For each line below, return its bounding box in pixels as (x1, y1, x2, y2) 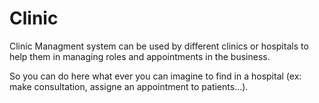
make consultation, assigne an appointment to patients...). (9, 80, 249, 92)
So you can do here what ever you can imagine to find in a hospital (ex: (9, 70, 302, 82)
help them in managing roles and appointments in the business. (9, 50, 271, 62)
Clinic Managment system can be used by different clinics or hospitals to (9, 40, 309, 52)
